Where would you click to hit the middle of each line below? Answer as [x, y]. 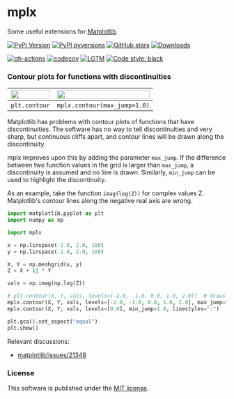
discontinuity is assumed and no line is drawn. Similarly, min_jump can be [111, 172]
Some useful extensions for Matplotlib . [63, 31]
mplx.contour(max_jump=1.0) [103, 106]
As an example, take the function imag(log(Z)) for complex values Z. [106, 193]
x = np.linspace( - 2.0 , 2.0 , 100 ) [56, 245]
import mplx [24, 232]
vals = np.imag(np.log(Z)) [46, 283]
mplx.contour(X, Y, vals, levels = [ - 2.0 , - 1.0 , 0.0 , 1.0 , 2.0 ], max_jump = [117, 303]
